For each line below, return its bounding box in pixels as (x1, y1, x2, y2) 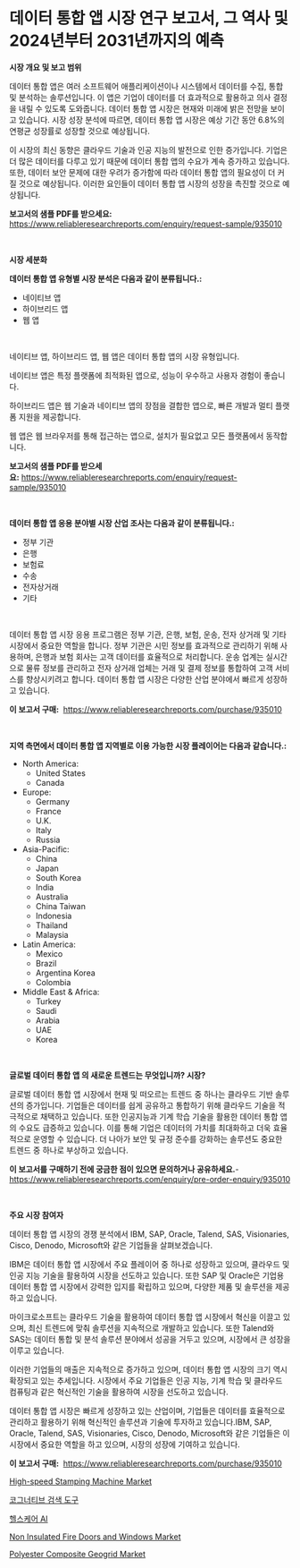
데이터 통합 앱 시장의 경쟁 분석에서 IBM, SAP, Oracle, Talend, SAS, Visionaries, (9, 1228, 290, 1240)
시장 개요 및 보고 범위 (9, 62, 82, 72)
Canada (35, 777, 65, 788)
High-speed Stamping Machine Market (9, 1476, 153, 1487)
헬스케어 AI (9, 1513, 48, 1524)
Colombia (35, 976, 71, 987)
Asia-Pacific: (21, 843, 70, 855)
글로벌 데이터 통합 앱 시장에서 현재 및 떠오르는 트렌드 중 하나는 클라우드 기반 (9, 1088, 274, 1099)
